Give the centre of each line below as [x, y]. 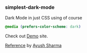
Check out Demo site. [27, 36]
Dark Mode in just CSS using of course [43, 18]
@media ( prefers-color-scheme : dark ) [43, 27]
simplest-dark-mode [30, 7]
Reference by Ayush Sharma [33, 46]
